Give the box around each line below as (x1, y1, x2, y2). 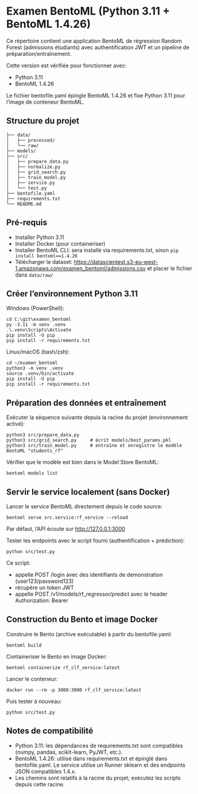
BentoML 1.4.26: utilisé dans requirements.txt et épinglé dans (14, 755, 168, 762)
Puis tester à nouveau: (6, 698, 62, 705)
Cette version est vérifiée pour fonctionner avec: (6, 62, 127, 69)
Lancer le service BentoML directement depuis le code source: (6, 503, 163, 510)
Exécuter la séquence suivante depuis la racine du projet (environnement (6, 414, 188, 421)
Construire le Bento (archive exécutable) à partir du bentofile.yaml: (6, 630, 172, 638)
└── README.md (6, 201, 42, 207)
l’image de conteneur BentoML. (6, 98, 85, 106)
